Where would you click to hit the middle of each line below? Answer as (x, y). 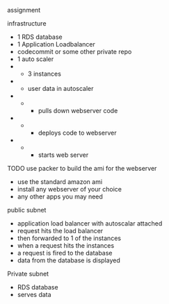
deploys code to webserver (77, 133)
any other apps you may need (60, 196)
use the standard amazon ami (60, 182)
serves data (34, 295)
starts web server (63, 155)
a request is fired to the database (65, 253)
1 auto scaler (35, 59)
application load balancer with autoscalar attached (90, 223)
